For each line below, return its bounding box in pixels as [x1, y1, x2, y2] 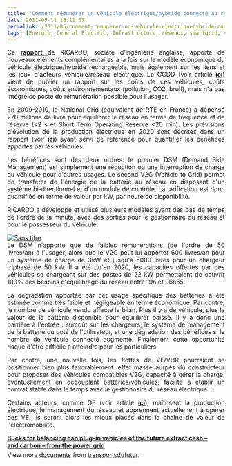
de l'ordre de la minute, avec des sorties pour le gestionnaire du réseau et [7, 213, 225, 222]
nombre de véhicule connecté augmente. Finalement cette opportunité [7, 336, 225, 344]
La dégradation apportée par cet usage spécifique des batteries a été [7, 291, 225, 300]
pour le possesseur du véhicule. [7, 220, 99, 229]
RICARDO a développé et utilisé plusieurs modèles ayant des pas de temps [7, 206, 225, 214]
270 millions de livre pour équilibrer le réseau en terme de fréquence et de [7, 113, 225, 122]
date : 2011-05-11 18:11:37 [7, 17, 85, 23]
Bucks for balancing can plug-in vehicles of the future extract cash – [7, 434, 208, 443]
